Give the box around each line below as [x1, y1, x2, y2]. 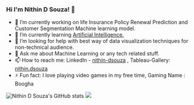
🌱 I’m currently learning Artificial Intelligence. [14, 31, 124, 38]
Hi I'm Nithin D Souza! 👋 [6, 5, 75, 14]
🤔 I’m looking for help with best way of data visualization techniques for [14, 38, 189, 45]
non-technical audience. [14, 44, 74, 51]
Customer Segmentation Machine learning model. [14, 25, 136, 32]
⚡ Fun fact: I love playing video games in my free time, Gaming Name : [14, 72, 186, 79]
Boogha [14, 80, 34, 87]
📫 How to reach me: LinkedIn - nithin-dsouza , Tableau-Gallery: [14, 57, 170, 64]
